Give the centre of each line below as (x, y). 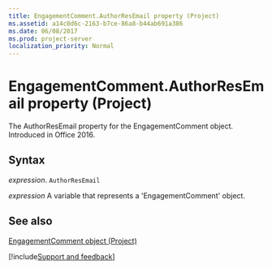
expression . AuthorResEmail (54, 180)
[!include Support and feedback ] (62, 256)
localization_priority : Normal (61, 46)
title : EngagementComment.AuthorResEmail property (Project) (114, 16)
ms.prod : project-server (50, 39)
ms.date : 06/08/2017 (43, 31)
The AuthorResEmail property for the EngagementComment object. (121, 126)
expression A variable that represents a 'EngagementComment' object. (127, 195)
